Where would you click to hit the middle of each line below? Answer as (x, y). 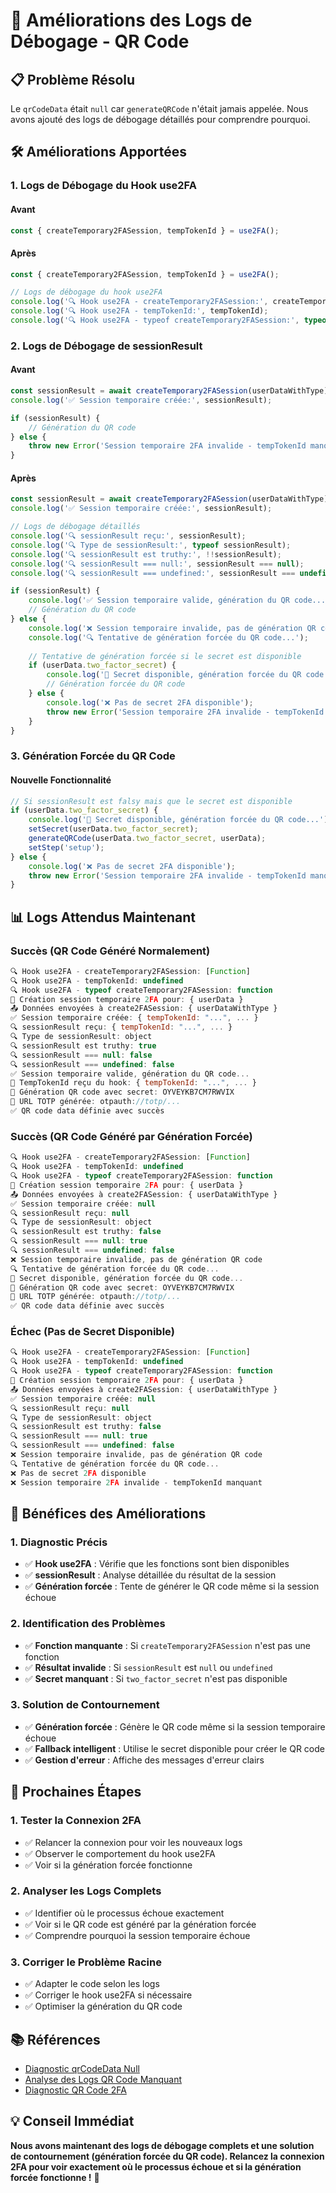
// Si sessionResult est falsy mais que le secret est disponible (151, 801)
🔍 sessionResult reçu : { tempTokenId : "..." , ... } (121, 1027)
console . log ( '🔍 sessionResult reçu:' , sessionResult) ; (128, 536)
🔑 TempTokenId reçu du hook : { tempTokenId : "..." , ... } (133, 1083)
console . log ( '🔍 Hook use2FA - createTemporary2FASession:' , (139, 302)
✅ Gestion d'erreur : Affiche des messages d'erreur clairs (144, 1760)
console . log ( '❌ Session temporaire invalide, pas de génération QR (172, 628)
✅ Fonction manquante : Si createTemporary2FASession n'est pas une (167, 1645)
